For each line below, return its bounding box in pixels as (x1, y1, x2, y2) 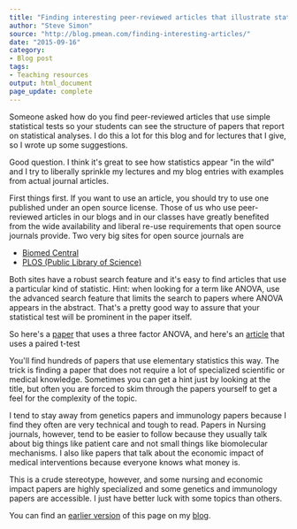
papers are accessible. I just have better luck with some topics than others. (9, 493, 283, 503)
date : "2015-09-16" (9, 37, 81, 47)
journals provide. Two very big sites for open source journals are (9, 230, 245, 241)
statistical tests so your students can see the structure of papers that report (9, 120, 285, 131)
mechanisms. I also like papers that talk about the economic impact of (9, 448, 264, 458)
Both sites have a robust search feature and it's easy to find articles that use (9, 273, 287, 284)
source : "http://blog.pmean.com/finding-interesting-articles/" (9, 29, 251, 38)
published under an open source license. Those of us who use (9, 202, 237, 212)
